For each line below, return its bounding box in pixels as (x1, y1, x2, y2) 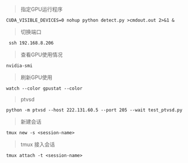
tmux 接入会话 (20, 141, 55, 148)
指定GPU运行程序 (20, 6, 63, 12)
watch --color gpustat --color (6, 86, 83, 91)
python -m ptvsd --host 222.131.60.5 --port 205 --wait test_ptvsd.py (6, 107, 183, 113)
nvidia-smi (6, 63, 33, 69)
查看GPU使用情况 (20, 51, 63, 58)
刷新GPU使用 (20, 74, 53, 81)
